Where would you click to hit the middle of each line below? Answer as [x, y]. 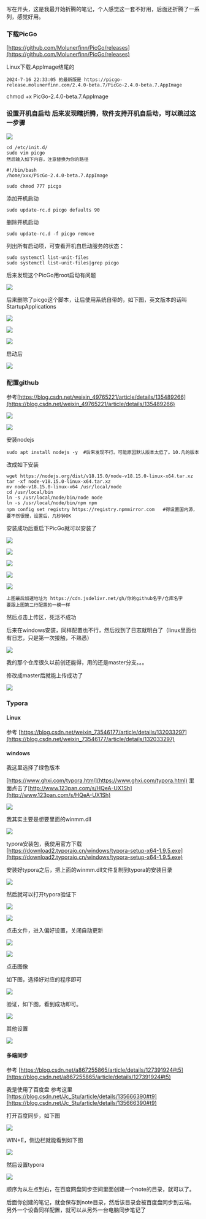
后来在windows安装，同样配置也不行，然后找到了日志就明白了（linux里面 [99, 630]
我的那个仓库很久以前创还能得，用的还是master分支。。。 [77, 662]
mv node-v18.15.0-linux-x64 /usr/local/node [64, 486]
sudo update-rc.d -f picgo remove [51, 234]
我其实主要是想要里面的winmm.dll [49, 819]
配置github [23, 382]
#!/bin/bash [21, 170]
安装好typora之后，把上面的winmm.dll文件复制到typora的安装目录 [90, 870]
